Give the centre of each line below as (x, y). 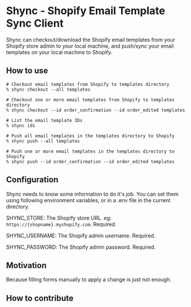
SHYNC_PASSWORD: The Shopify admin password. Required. (81, 247)
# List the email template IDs (44, 120)
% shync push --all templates (43, 141)
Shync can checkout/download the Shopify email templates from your (91, 39)
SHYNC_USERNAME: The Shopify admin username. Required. (81, 235)
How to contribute (40, 298)
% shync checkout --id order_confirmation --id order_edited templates (95, 110)
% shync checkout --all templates (48, 90)
